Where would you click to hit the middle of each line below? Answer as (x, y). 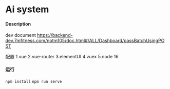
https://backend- (55, 35)
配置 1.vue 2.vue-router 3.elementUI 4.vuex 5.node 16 (62, 57)
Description (18, 24)
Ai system (27, 9)
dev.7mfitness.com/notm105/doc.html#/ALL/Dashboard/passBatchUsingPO (85, 41)
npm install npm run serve (34, 81)
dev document (21, 35)
